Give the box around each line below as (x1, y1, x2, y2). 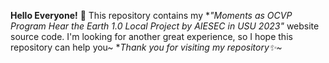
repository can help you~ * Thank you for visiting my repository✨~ (10, 41, 283, 53)
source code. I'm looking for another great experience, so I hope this (10, 31, 293, 42)
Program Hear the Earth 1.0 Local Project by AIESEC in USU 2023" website (10, 20, 320, 32)
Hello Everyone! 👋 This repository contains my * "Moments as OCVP (10, 10, 293, 21)
